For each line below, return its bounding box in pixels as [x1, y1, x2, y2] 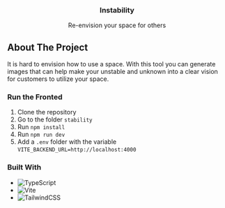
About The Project [7, 41, 88, 53]
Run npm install [17, 123, 65, 131]
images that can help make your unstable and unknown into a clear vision [7, 68, 218, 76]
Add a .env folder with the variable [17, 138, 117, 146]
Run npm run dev [17, 131, 65, 139]
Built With [7, 163, 42, 172]
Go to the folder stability [17, 115, 93, 124]
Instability [100, 5, 134, 15]
